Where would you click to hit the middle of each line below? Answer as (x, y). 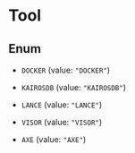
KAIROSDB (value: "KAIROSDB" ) (74, 87)
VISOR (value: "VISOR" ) (62, 122)
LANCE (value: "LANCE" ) (62, 105)
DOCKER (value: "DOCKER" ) (66, 70)
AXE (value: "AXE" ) (54, 139)
